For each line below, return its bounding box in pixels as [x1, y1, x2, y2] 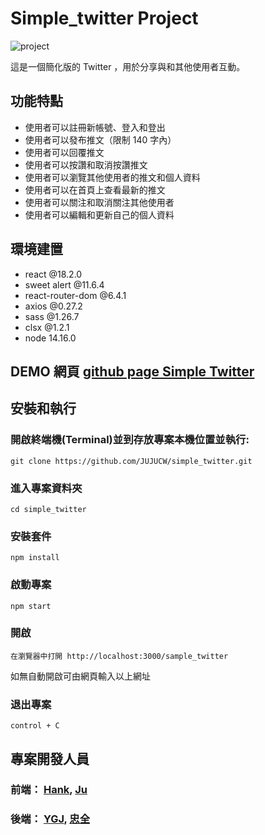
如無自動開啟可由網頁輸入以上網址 [10, 670, 151, 682]
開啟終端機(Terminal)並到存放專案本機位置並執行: [10, 433, 250, 447]
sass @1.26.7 [24, 310, 80, 322]
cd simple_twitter [10, 504, 87, 514]
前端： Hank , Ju [10, 783, 88, 797]
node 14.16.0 [24, 332, 77, 344]
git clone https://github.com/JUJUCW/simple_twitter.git [10, 456, 253, 466]
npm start [10, 601, 52, 611]
